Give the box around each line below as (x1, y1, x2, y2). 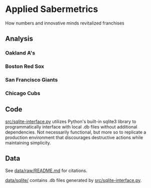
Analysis (5, 34, 33, 43)
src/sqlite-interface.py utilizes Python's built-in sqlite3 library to (5, 118, 136, 124)
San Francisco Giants (5, 76, 58, 83)
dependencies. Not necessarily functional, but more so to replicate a (5, 129, 146, 135)
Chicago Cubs (5, 90, 41, 97)
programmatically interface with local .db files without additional (5, 123, 137, 129)
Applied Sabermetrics (5, 3, 98, 15)
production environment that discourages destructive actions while (5, 134, 143, 140)
